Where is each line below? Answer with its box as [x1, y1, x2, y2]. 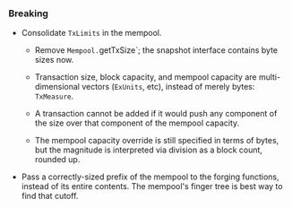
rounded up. [34, 154, 81, 165]
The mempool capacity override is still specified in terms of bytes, [34, 135, 279, 146]
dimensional [34, 82, 80, 92]
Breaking [8, 7, 48, 20]
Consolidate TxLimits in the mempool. [21, 28, 162, 39]
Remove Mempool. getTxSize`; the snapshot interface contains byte [34, 45, 279, 56]
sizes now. [34, 55, 74, 65]
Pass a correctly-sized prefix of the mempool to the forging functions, [21, 171, 279, 182]
